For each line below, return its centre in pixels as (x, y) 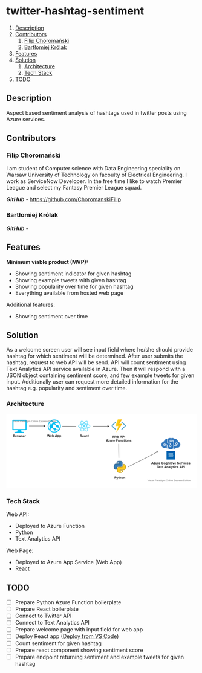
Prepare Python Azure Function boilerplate (68, 602)
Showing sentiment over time (51, 316)
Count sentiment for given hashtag (58, 643)
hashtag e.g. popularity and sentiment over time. (67, 388)
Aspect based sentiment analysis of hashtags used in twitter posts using (97, 112)
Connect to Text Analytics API (52, 623)
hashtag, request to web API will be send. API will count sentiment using (96, 362)
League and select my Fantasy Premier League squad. (74, 188)
